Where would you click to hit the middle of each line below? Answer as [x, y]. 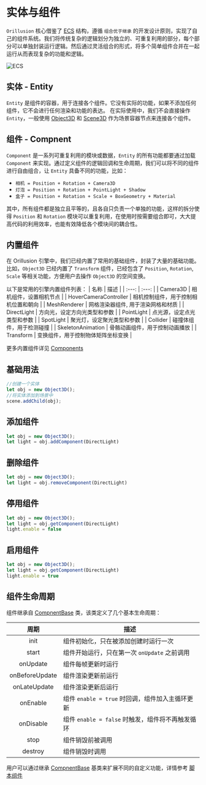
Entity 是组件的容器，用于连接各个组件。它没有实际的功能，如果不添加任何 [101, 102]
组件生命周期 [31, 596]
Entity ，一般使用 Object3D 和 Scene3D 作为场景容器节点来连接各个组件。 [100, 118]
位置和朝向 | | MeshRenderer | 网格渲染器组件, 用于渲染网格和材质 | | [98, 305]
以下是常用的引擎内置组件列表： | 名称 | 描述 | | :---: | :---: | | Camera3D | [98, 289]
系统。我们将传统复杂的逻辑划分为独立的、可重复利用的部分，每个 [111, 38]
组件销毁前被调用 [87, 740]
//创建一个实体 [23, 384]
